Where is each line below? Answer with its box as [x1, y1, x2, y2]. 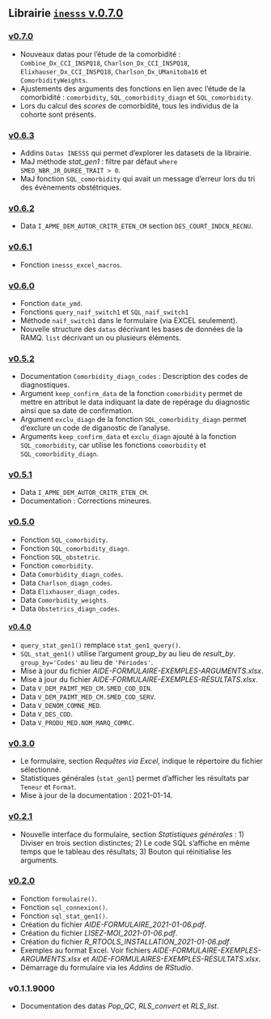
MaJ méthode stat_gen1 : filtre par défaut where [19, 156, 178, 166]
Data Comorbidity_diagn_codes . [19, 569, 124, 578]
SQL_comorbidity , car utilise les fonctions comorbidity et [19, 441, 206, 450]
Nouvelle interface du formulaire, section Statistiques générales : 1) [19, 829, 245, 839]
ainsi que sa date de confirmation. [19, 406, 134, 416]
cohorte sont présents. [19, 109, 96, 119]
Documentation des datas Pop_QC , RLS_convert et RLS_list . [19, 1001, 219, 1011]
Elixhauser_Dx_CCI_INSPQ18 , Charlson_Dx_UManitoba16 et [19, 66, 208, 76]
